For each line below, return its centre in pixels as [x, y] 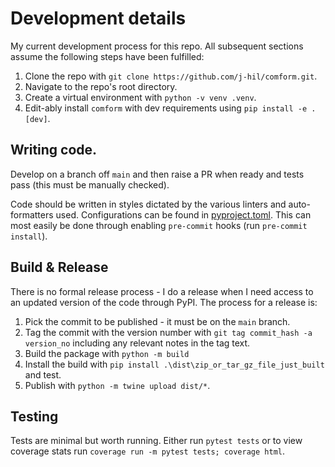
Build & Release [59, 267]
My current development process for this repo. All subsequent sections [157, 46]
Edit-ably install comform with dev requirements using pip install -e [166, 108]
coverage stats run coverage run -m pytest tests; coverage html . [147, 451]
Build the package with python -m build [107, 353]
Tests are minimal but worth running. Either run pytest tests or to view [156, 441]
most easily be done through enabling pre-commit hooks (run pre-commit [159, 225]
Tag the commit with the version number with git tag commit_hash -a [168, 332]
